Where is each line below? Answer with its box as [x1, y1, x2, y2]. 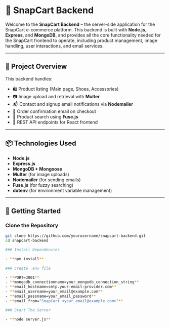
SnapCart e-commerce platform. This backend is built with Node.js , [5, 26, 147, 32]
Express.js [12, 160, 35, 167]
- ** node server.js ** [5, 316, 51, 322]
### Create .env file [5, 266, 51, 271]
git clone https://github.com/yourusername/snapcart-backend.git [5, 233, 146, 238]
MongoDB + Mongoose [12, 166, 62, 172]
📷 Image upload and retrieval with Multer [12, 93, 100, 99]
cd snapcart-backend [5, 238, 49, 243]
